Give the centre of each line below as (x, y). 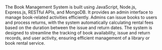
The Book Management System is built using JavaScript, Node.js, (71, 7)
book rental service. (25, 43)
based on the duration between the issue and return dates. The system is (79, 28)
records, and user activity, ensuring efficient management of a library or (77, 38)
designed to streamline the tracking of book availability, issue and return (78, 33)
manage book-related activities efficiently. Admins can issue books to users (81, 17)
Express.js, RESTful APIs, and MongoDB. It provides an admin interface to (79, 12)
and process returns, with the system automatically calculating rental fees (79, 22)
